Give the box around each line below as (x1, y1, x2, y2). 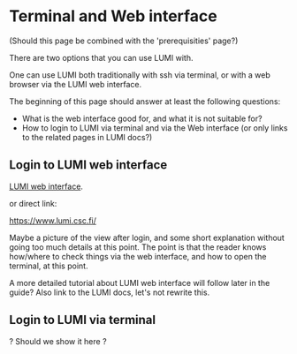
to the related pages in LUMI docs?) (21, 132, 153, 142)
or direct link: (9, 198, 57, 208)
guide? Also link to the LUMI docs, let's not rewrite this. (9, 287, 210, 298)
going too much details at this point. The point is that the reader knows (9, 241, 267, 252)
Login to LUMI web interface (9, 157, 168, 173)
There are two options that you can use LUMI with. (9, 52, 194, 63)
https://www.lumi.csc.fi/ (9, 215, 97, 226)
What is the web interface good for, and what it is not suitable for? (21, 113, 263, 124)
